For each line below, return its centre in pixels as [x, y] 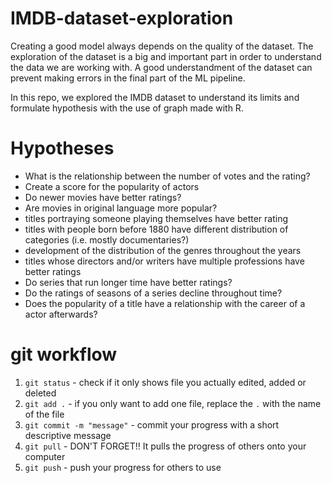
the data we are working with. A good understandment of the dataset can [161, 67]
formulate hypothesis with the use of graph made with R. [127, 108]
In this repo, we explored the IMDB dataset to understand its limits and [155, 97]
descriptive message [68, 435]
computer [45, 456]
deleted [40, 393]
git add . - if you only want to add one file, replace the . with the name [173, 403]
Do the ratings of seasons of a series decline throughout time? [153, 293]
